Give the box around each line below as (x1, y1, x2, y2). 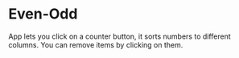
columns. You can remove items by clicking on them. (8, 39, 183, 49)
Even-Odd (8, 5, 78, 23)
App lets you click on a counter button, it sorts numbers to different (8, 31, 231, 41)
